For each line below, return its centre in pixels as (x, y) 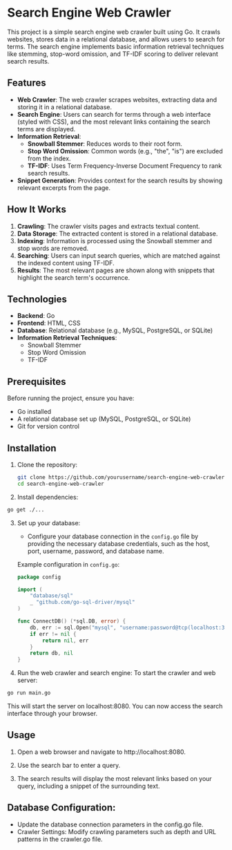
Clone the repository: (47, 465)
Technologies (37, 299)
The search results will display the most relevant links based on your (114, 778)
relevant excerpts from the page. (64, 187)
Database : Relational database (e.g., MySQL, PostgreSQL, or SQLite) (115, 330)
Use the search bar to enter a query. (69, 765)
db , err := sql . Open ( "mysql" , (73, 627)
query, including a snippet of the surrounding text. (88, 786)
